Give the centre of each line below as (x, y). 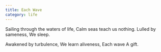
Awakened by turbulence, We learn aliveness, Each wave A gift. (72, 44)
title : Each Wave (24, 10)
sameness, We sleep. (28, 34)
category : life (21, 15)
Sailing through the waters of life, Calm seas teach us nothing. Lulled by (81, 29)
